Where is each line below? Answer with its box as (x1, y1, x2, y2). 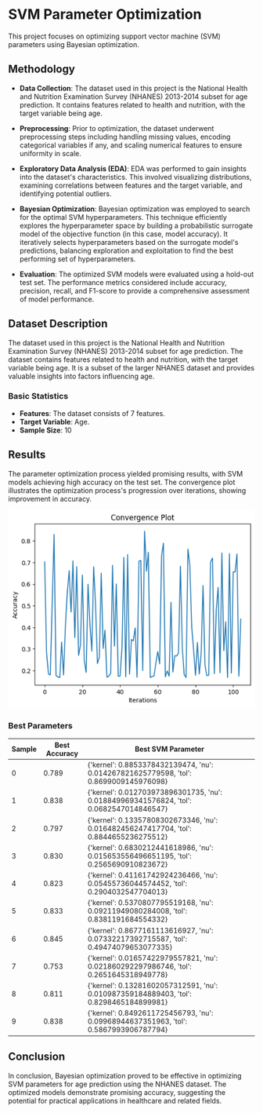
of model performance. (19, 294, 95, 304)
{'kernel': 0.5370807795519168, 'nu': (87, 898, 214, 907)
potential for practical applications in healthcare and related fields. (8, 1096, 222, 1105)
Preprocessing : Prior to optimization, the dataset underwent (19, 123, 214, 133)
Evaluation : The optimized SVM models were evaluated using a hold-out (19, 269, 254, 279)
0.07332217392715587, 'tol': (87, 934, 188, 943)
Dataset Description (8, 317, 108, 330)
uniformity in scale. (19, 148, 82, 158)
